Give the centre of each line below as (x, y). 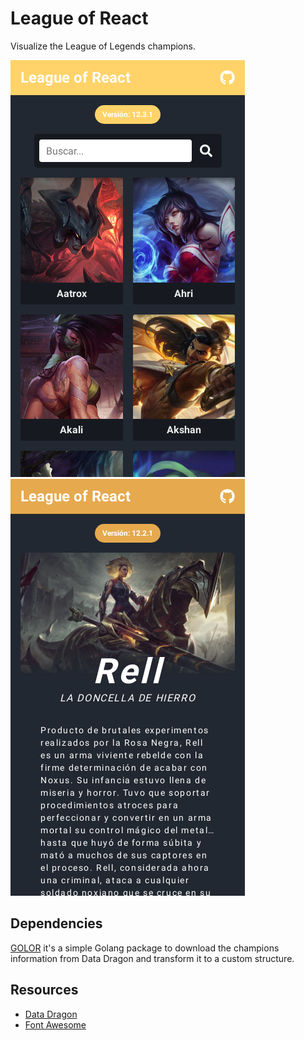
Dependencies (56, 923)
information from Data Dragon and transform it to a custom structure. (152, 958)
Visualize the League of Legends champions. (103, 46)
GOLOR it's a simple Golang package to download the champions (145, 948)
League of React (79, 18)
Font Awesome (55, 1024)
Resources (44, 990)
